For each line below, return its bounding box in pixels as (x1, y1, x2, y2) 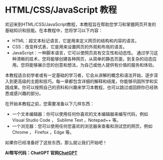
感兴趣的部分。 (13, 90, 44, 96)
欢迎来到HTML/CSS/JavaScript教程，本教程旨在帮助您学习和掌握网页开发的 (5, 21, 156, 27)
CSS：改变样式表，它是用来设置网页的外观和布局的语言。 (12, 44, 127, 49)
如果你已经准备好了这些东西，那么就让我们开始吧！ (5, 139, 107, 145)
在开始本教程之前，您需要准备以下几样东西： (5, 100, 95, 107)
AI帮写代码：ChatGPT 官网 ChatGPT (5, 150, 78, 156)
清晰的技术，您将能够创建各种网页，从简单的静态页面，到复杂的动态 (16, 56, 153, 62)
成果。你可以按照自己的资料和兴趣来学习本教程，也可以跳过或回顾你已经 (9, 84, 154, 90)
